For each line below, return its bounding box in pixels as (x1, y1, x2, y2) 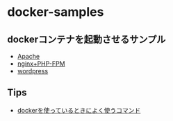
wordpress (17, 67, 49, 75)
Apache (17, 53, 40, 60)
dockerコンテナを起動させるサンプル (7, 33, 166, 45)
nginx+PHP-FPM (17, 59, 65, 68)
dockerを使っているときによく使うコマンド (17, 106, 141, 114)
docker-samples (7, 4, 104, 20)
